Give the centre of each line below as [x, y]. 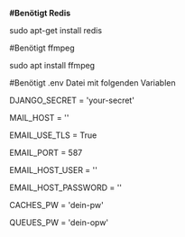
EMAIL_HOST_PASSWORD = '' [66, 187]
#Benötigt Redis [40, 13]
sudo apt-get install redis [55, 30]
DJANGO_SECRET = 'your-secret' [72, 100]
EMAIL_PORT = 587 [46, 153]
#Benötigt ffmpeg [42, 48]
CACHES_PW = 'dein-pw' [56, 205]
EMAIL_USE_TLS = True [53, 135]
